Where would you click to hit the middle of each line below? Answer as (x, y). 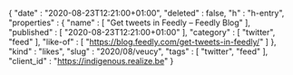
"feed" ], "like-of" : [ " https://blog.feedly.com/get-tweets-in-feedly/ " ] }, (143, 42)
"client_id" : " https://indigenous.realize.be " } (91, 61)
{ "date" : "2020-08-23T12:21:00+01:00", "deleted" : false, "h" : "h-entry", (146, 13)
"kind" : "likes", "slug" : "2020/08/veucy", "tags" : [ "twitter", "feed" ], (138, 52)
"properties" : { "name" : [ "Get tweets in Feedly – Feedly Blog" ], (130, 23)
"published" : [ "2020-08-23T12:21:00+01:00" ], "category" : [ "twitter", (142, 32)
